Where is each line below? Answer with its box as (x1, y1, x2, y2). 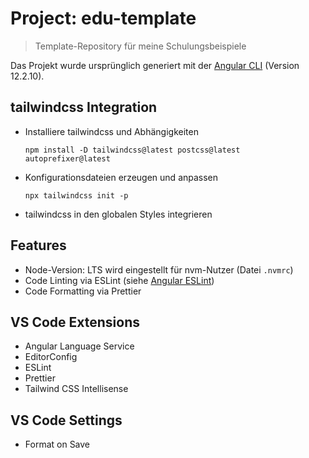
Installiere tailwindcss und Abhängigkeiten (24, 125, 199, 137)
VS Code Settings (10, 412, 123, 429)
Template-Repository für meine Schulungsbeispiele (34, 40, 247, 52)
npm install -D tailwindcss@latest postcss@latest (24, 145, 241, 155)
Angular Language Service (24, 340, 135, 352)
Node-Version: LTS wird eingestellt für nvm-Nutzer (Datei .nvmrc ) (24, 263, 294, 276)
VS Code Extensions (10, 313, 141, 331)
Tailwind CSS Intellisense (24, 383, 129, 395)
